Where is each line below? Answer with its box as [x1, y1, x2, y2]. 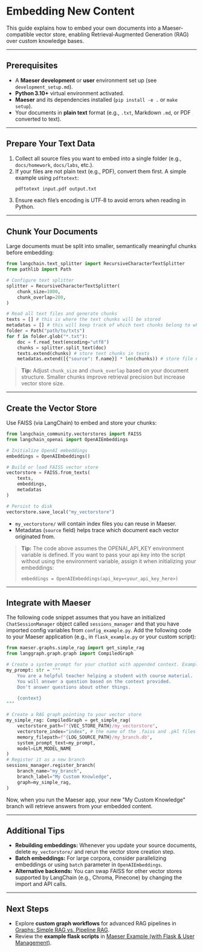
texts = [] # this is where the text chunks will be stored [6, 317, 161, 323]
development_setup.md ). [14, 83, 74, 90]
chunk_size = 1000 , [17, 288, 61, 295]
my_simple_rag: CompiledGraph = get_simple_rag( [6, 717, 131, 723]
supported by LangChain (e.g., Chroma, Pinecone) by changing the [14, 874, 182, 881]
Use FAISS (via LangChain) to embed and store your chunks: [6, 419, 157, 427]
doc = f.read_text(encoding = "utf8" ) [17, 339, 110, 345]
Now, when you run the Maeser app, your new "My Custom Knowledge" [6, 796, 186, 803]
